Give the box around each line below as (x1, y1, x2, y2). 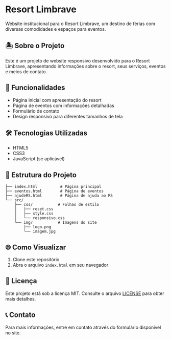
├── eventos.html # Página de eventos (5, 188, 104, 194)
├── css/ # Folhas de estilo (14, 202, 100, 207)
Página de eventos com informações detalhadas (12, 102, 114, 109)
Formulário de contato (12, 108, 60, 114)
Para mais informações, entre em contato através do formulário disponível (5, 324, 161, 330)
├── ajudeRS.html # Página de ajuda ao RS (5, 193, 113, 198)
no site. (5, 329, 21, 336)
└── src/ (5, 198, 24, 203)
